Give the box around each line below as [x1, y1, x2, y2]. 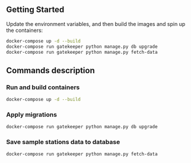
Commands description [6, 65, 95, 76]
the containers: [6, 27, 43, 34]
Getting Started [6, 5, 65, 15]
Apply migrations [6, 110, 58, 119]
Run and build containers [6, 83, 80, 91]
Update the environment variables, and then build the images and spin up [6, 20, 186, 27]
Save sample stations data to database [6, 138, 120, 146]
